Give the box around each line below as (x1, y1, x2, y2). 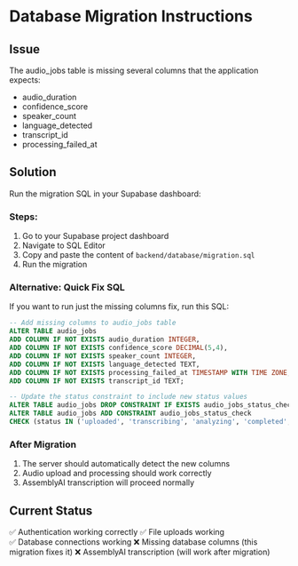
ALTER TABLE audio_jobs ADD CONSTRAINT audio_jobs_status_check (9, 409, 252, 419)
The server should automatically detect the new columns (21, 458, 231, 469)
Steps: (9, 211, 38, 223)
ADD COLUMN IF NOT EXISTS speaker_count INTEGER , (9, 351, 197, 361)
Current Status (9, 503, 93, 518)
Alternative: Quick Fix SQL (9, 282, 126, 294)
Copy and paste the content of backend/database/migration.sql (21, 250, 255, 260)
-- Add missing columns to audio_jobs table (9, 318, 176, 328)
